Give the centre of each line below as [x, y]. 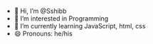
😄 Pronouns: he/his [43, 33]
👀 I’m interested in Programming [61, 18]
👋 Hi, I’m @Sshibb [40, 11]
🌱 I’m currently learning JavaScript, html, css [80, 26]
